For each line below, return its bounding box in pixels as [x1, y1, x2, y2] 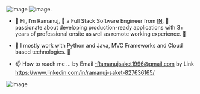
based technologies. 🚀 [14, 48, 71, 55]
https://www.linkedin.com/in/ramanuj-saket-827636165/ [14, 69, 155, 76]
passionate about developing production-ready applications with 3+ [14, 24, 184, 31]
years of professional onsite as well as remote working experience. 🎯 [14, 30, 187, 37]
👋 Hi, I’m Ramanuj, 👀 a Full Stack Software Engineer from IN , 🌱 [14, 17, 169, 24]
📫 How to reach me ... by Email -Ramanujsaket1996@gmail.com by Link [14, 60, 195, 67]
